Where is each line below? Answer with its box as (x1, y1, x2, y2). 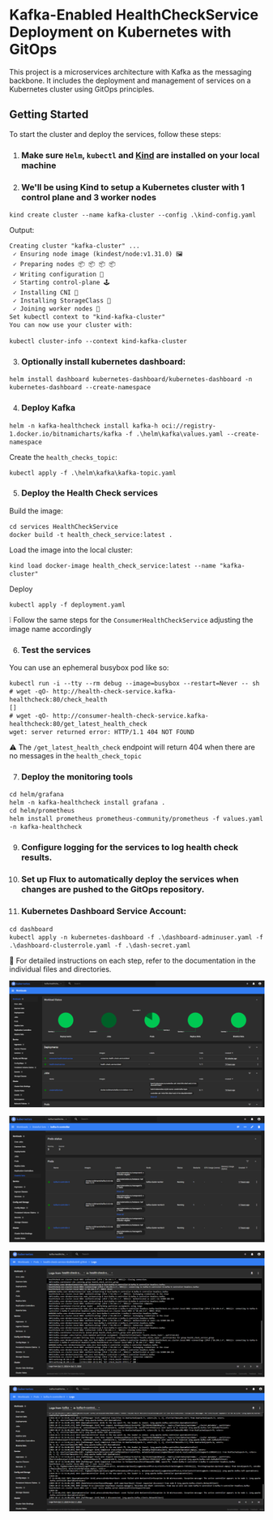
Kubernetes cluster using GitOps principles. (9, 84, 155, 94)
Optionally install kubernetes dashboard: (20, 355, 186, 367)
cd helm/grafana (9, 791, 64, 799)
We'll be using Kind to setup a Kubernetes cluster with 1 (20, 181, 245, 192)
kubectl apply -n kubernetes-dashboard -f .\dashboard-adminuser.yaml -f (9, 933, 264, 942)
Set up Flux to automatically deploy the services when (20, 874, 239, 885)
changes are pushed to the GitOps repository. (20, 884, 205, 895)
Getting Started (9, 108, 89, 122)
